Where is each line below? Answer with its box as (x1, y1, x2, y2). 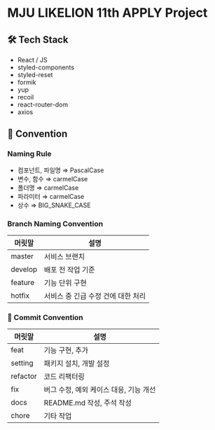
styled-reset (17, 71, 53, 78)
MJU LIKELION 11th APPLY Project (7, 5, 208, 21)
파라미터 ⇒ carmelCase (17, 192, 85, 200)
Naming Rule (7, 149, 52, 159)
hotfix (11, 291, 30, 300)
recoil (17, 93, 34, 101)
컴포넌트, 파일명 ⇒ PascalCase (17, 166, 104, 174)
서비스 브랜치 (44, 251, 85, 261)
